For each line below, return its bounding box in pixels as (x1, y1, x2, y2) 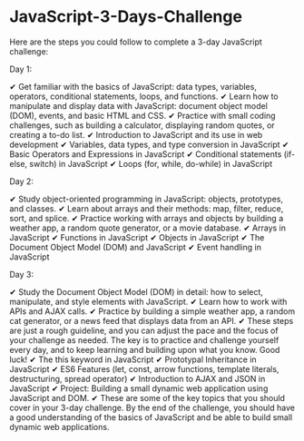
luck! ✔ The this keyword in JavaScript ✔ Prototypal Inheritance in (9, 354, 257, 365)
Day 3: (9, 269, 34, 279)
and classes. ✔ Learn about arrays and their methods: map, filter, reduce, (9, 202, 284, 214)
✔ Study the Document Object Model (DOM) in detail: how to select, (9, 286, 263, 297)
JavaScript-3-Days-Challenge (9, 6, 243, 27)
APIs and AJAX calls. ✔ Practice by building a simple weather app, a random (9, 306, 296, 317)
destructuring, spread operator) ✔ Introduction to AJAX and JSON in (9, 373, 266, 384)
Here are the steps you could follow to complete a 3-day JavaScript (9, 36, 263, 47)
